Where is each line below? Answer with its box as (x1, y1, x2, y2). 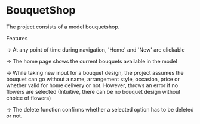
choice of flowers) (6, 94, 51, 101)
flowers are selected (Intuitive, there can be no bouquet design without (6, 88, 181, 95)
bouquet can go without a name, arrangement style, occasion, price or (6, 75, 180, 82)
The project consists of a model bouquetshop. (6, 23, 120, 30)
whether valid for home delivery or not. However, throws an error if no (6, 81, 178, 89)
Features (6, 34, 28, 42)
